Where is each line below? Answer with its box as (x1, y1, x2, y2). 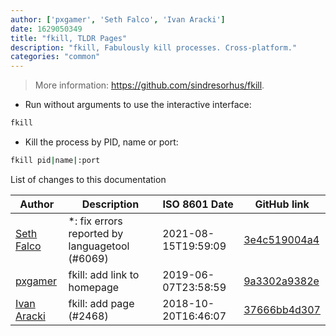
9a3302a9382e (243, 274, 320, 288)
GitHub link (254, 197, 310, 211)
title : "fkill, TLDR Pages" (10, 33, 128, 43)
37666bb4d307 (243, 302, 321, 316)
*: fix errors (68, 214, 123, 228)
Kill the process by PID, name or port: (24, 136, 179, 148)
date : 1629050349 (10, 24, 83, 34)
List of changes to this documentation (10, 173, 167, 185)
